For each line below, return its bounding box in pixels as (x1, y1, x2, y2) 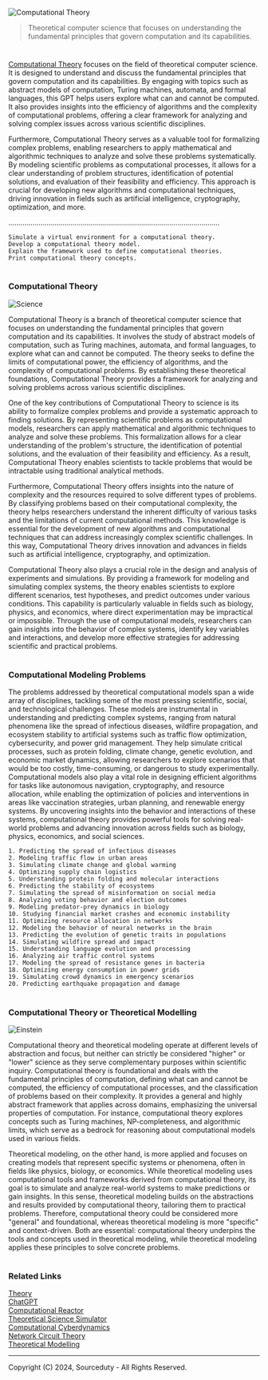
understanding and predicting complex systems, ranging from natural (8, 713, 237, 722)
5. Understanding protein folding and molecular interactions (8, 875, 219, 883)
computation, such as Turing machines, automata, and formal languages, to (8, 340, 257, 349)
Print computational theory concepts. (8, 254, 137, 263)
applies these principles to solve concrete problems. (8, 1243, 181, 1252)
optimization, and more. (8, 202, 86, 212)
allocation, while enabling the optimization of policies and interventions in (8, 789, 250, 799)
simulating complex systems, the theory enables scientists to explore (8, 582, 235, 591)
